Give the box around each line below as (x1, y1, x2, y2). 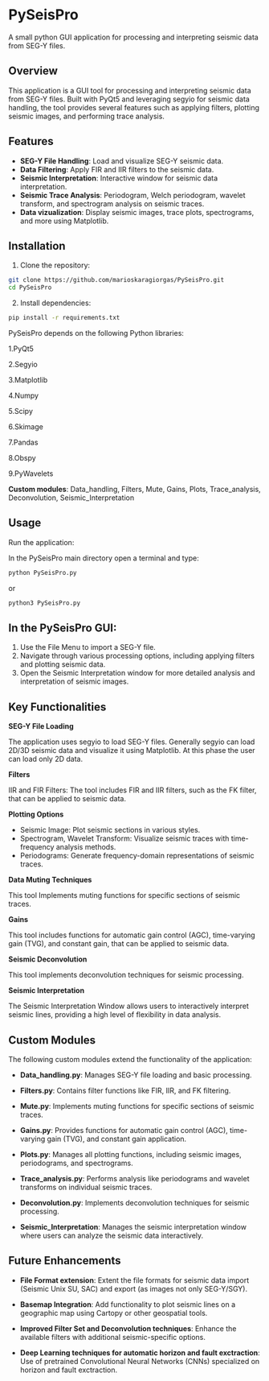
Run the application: (8, 537, 75, 547)
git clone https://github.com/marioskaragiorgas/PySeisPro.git (8, 276, 225, 284)
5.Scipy (8, 407, 34, 416)
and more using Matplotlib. (19, 216, 109, 225)
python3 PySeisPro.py (8, 598, 81, 607)
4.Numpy (8, 391, 39, 400)
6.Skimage (8, 422, 44, 432)
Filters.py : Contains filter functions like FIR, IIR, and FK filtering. (19, 1085, 231, 1095)
